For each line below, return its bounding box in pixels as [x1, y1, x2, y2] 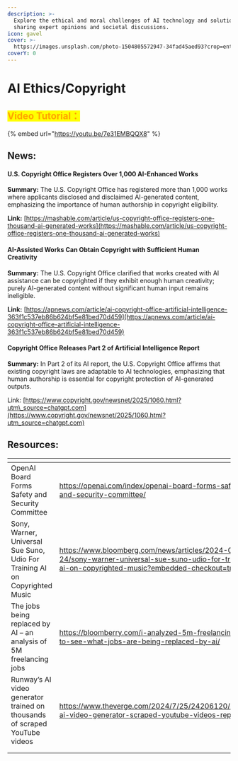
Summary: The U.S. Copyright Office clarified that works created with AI [7, 268, 220, 277]
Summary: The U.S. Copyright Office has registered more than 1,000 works [7, 185, 228, 194]
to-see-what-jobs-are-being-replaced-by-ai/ [59, 636, 220, 646]
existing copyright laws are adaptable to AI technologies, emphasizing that [7, 367, 225, 375]
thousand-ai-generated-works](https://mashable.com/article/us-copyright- [7, 222, 228, 230]
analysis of [11, 636, 47, 646]
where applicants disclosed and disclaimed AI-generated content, [7, 193, 200, 202]
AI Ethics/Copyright [7, 81, 126, 96]
